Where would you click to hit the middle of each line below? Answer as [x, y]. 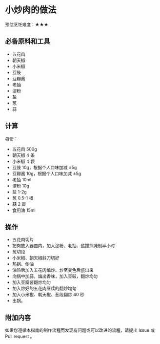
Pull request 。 [20, 336]
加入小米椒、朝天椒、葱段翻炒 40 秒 [48, 295]
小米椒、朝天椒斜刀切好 [36, 258]
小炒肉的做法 [31, 10]
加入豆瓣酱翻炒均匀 [31, 282]
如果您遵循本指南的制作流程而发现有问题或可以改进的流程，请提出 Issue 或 [80, 330]
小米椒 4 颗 [23, 161]
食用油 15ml [24, 210]
